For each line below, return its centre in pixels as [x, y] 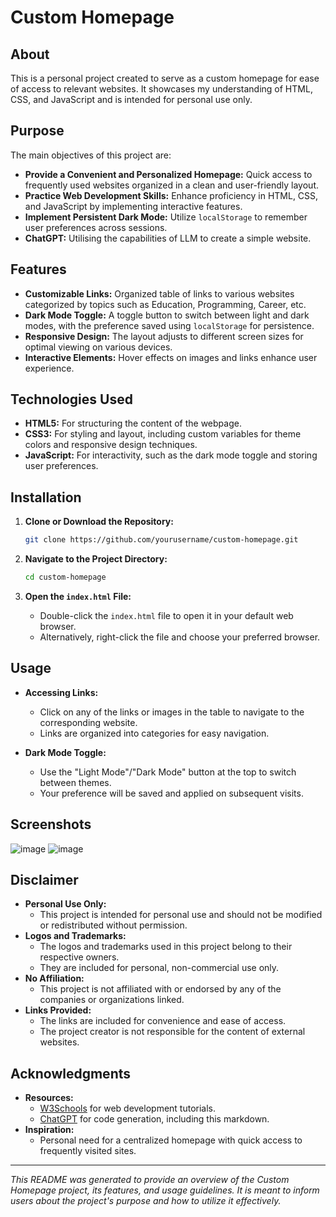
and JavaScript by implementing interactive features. [133, 206]
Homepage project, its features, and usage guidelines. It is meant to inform [165, 1190]
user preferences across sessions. [96, 227]
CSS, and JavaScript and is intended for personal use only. [131, 99]
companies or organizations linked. [112, 1000]
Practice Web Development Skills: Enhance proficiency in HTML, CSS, [171, 195]
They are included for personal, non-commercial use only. [159, 968]
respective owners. [79, 957]
